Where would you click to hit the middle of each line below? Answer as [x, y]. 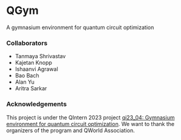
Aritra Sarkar [31, 88]
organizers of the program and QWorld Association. [71, 130]
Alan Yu [25, 82]
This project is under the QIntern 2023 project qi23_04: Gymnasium [90, 117]
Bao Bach [27, 76]
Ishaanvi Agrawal [37, 69]
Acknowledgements [37, 104]
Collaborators [27, 43]
